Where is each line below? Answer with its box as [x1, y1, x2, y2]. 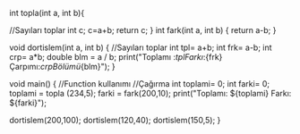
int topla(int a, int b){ [9, 8, 85, 18]
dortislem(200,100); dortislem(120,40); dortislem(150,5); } [9, 115, 221, 125]
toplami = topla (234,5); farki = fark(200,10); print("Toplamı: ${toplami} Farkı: [9, 88, 292, 98]
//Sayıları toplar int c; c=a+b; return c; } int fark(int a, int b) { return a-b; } [9, 25, 277, 35]
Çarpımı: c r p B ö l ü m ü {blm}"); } [9, 62, 116, 71]
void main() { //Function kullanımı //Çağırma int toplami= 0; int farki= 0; [9, 79, 270, 88]
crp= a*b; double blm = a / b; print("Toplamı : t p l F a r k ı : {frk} [9, 52, 223, 62]
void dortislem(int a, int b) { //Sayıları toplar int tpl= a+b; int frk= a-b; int [9, 42, 272, 53]
